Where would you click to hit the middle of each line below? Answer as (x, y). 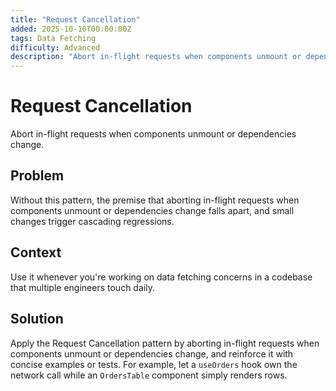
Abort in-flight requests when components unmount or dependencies (153, 134)
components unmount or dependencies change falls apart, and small (152, 210)
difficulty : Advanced (55, 47)
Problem (37, 176)
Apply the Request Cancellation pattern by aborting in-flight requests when (165, 343)
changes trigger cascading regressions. (92, 221)
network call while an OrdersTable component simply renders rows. (149, 375)
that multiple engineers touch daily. (82, 287)
